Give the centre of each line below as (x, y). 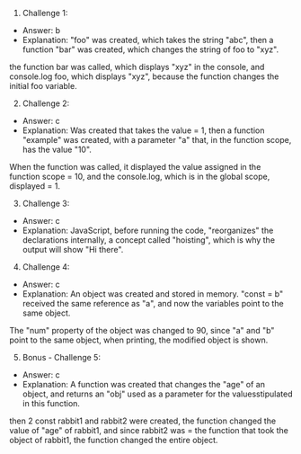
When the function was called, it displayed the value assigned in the (135, 167)
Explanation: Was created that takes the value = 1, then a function (143, 130)
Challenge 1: (45, 13)
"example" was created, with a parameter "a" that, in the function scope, (157, 140)
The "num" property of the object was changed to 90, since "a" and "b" (142, 330)
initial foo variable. (44, 86)
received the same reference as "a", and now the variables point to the (153, 303)
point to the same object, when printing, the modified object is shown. (139, 340)
